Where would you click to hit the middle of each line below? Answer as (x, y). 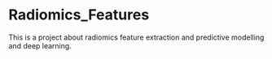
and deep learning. (40, 45)
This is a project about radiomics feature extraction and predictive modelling (136, 37)
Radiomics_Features (79, 15)
